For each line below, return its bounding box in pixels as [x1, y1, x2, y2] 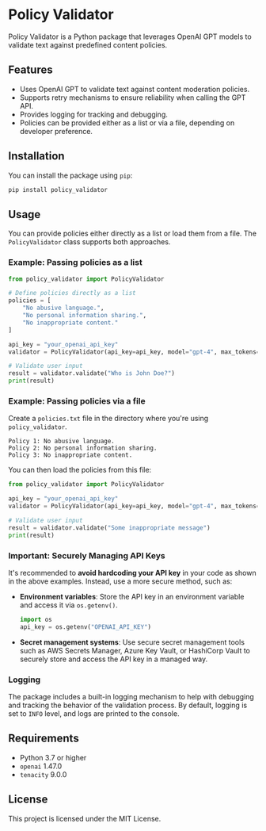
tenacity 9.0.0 [19, 769, 67, 779]
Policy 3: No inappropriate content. [8, 451, 133, 459]
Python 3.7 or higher [19, 752, 87, 762]
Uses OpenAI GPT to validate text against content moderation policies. [19, 84, 250, 94]
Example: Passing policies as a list [8, 257, 142, 268]
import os [19, 615, 53, 623]
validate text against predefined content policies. [8, 40, 168, 49]
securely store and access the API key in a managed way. [19, 654, 208, 664]
